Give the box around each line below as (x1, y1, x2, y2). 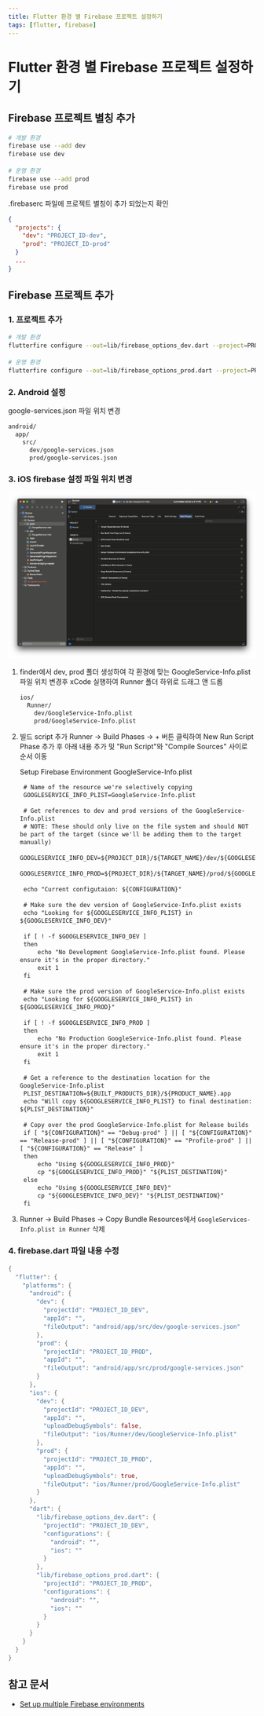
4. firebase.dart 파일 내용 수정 (8, 1246, 119, 1257)
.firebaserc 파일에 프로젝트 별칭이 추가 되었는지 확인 (8, 199, 169, 208)
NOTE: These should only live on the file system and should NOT (30, 822, 249, 830)
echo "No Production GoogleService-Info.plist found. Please (37, 1034, 242, 1042)
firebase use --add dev (8, 142, 86, 150)
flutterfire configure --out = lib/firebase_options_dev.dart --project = (8, 342, 247, 349)
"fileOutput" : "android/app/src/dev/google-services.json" (42, 1323, 241, 1330)
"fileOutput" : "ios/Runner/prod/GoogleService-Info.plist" (42, 1480, 241, 1488)
